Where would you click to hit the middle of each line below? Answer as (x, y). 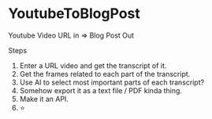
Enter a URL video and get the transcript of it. (93, 65)
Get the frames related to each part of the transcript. (105, 74)
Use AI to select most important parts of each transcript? (112, 82)
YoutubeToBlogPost (74, 14)
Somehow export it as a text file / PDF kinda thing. (101, 90)
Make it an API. (44, 99)
